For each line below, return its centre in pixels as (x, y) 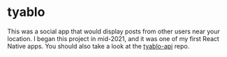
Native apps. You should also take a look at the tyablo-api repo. (98, 46)
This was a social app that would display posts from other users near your (113, 31)
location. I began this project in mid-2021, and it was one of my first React (113, 38)
